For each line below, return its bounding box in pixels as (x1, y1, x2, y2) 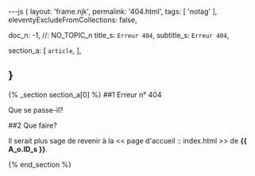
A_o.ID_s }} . (8, 144, 48, 154)
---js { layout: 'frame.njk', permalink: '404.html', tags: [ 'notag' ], (8, 7, 218, 16)
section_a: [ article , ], (8, 46, 82, 55)
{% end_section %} (8, 159, 71, 169)
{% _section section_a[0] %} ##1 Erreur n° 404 (8, 90, 162, 99)
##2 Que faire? (8, 121, 57, 130)
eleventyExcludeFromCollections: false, (8, 15, 137, 25)
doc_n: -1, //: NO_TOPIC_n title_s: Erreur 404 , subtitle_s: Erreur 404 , (8, 31, 230, 40)
